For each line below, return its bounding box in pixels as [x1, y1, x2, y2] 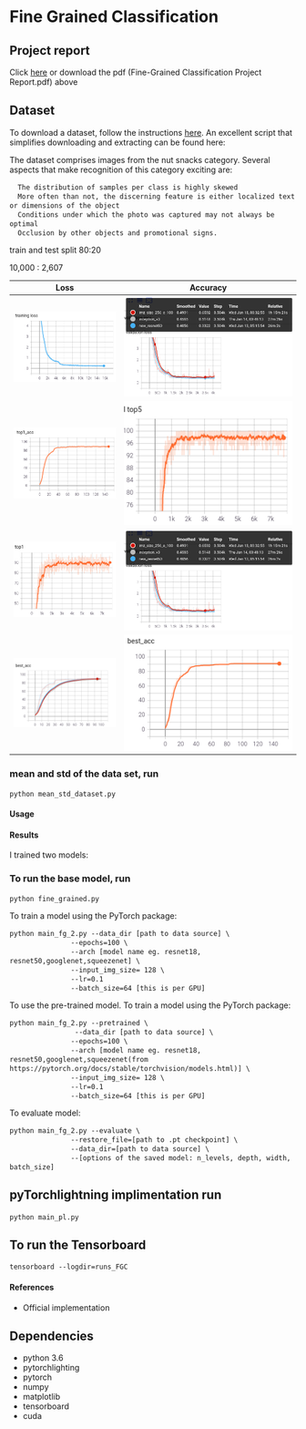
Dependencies [9, 1328, 94, 1343]
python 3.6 [22, 1352, 64, 1363]
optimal [9, 219, 39, 229]
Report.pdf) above [9, 77, 78, 87]
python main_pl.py [9, 1212, 79, 1222]
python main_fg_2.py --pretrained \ [9, 1018, 148, 1027]
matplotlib [22, 1392, 61, 1403]
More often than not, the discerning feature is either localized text [17, 191, 296, 201]
